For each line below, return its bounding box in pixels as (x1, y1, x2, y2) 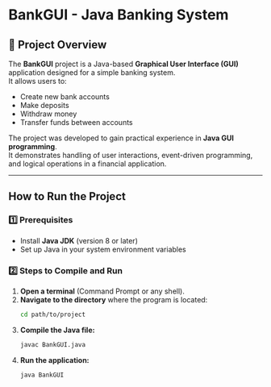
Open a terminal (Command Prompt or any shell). (19, 286, 186, 296)
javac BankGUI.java (19, 340, 86, 348)
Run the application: (19, 355, 90, 364)
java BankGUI (19, 371, 65, 379)
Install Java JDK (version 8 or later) (19, 235, 139, 245)
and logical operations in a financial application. (8, 159, 167, 169)
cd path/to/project (19, 310, 86, 318)
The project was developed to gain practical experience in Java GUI (8, 133, 234, 143)
